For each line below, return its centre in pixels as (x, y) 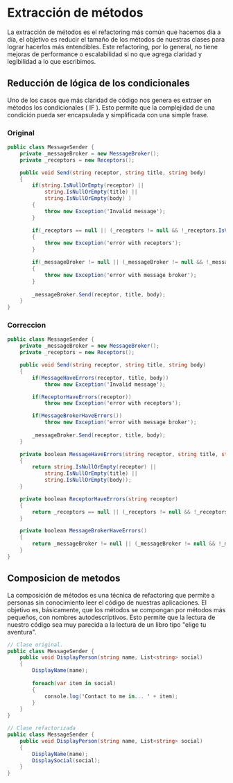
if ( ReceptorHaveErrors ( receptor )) (82, 397)
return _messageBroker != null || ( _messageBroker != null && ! (127, 544)
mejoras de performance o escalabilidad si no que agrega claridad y (105, 54)
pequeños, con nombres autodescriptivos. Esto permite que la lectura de (111, 617)
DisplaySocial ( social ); (66, 760)
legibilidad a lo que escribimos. (52, 61)
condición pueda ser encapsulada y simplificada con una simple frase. (108, 115)
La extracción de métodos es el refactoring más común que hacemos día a (114, 32)
